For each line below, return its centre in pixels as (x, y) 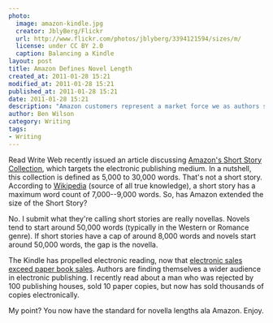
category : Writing (39, 122)
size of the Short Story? (48, 203)
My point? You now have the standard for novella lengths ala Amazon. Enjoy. (136, 310)
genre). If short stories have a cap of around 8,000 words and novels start (132, 235)
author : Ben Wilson (41, 114)
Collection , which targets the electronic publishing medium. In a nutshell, (130, 168)
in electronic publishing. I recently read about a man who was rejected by (131, 278)
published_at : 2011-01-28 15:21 (63, 91)
